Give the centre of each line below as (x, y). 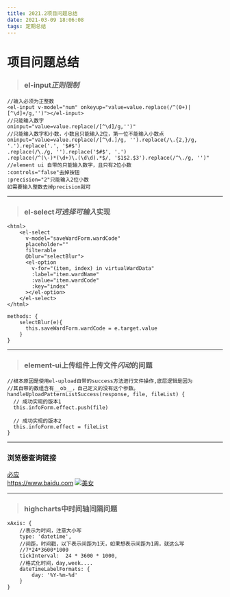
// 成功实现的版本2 (37, 421)
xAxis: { (20, 524)
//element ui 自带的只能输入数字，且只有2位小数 (69, 165)
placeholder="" (47, 245)
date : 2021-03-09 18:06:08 (46, 20)
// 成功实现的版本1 (37, 402)
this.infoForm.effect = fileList (61, 427)
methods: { (23, 317)
